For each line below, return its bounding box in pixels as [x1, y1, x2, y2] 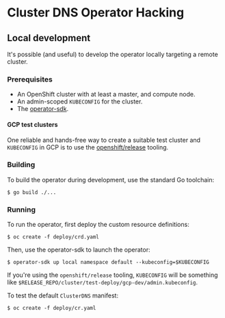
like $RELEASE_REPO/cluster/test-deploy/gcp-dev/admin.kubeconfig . [7, 278, 198, 286]
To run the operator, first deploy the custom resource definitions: [7, 221, 189, 229]
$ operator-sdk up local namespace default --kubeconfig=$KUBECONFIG [7, 259, 210, 266]
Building [7, 160, 36, 169]
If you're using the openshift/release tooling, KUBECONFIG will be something [7, 271, 218, 279]
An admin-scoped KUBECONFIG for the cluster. [16, 97, 143, 106]
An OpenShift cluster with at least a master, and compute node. [16, 90, 196, 99]
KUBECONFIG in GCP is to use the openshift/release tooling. [7, 143, 169, 151]
